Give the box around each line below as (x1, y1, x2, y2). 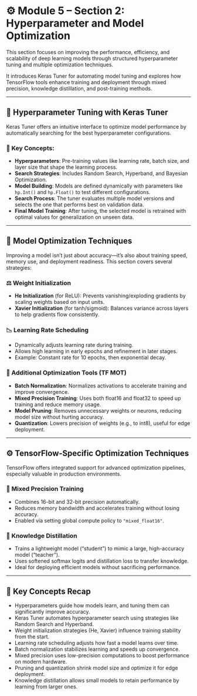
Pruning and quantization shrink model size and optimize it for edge (14, 664, 178, 671)
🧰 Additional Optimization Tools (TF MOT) (6, 369, 127, 377)
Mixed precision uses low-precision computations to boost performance (14, 651, 189, 659)
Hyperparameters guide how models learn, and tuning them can (14, 601, 170, 609)
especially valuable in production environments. (6, 470, 122, 477)
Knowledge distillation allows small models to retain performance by (14, 677, 179, 684)
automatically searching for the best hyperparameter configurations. (6, 129, 172, 136)
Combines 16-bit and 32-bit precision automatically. (14, 498, 140, 505)
